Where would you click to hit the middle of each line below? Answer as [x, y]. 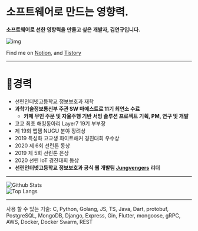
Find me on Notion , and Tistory [44, 52]
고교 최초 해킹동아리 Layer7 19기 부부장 [60, 123]
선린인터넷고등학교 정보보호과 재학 [54, 101]
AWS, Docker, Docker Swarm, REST [49, 222]
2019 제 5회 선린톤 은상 [42, 153]
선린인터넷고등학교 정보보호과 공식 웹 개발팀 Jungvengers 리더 [87, 167]
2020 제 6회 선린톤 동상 [42, 146]
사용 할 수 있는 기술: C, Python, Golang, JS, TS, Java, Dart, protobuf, [88, 209]
